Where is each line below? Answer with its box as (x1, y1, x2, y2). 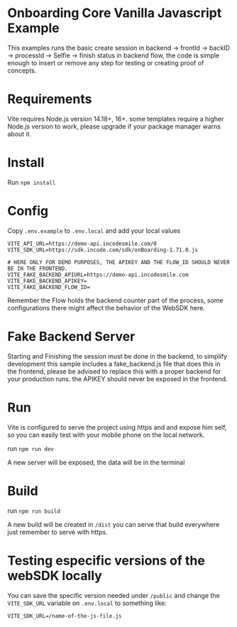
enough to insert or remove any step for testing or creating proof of (7, 58, 204, 67)
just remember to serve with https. (7, 528, 108, 536)
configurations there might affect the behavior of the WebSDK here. (7, 303, 206, 312)
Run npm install (7, 178, 56, 186)
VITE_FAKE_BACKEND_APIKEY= (7, 277, 87, 285)
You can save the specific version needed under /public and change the (7, 591, 220, 599)
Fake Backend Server (7, 328, 136, 344)
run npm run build (7, 506, 60, 515)
